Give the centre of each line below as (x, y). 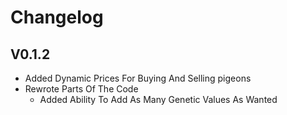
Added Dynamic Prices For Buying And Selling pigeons (138, 78)
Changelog (57, 17)
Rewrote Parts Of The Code (81, 89)
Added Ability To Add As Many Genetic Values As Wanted (158, 99)
